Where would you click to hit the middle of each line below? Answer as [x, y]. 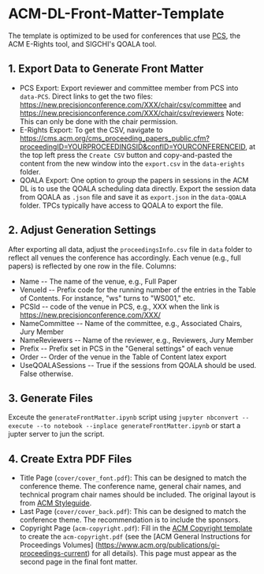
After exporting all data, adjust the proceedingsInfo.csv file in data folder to [130, 249]
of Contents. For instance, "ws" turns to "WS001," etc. [107, 298]
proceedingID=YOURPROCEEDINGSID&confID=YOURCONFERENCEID [132, 146]
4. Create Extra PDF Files [70, 459]
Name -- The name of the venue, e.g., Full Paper [98, 281]
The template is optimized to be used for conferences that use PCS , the [125, 36]
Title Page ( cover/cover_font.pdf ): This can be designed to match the [133, 478]
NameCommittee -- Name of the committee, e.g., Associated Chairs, [131, 323]
